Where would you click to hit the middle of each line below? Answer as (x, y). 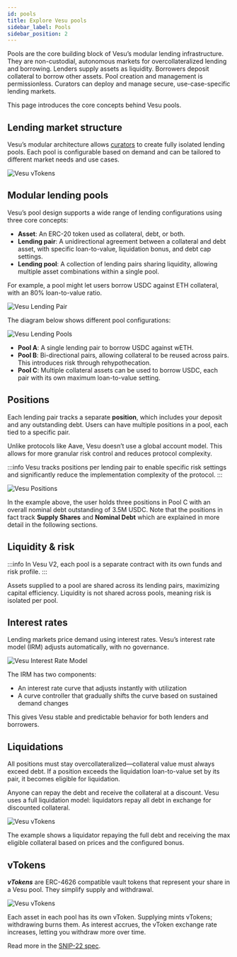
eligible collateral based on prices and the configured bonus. (96, 843)
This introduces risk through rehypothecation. (84, 363)
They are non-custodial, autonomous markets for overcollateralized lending (117, 62)
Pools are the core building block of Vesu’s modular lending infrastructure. (116, 54)
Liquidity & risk (41, 547)
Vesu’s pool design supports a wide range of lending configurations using (115, 213)
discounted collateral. (39, 808)
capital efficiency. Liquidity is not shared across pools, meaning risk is (109, 593)
